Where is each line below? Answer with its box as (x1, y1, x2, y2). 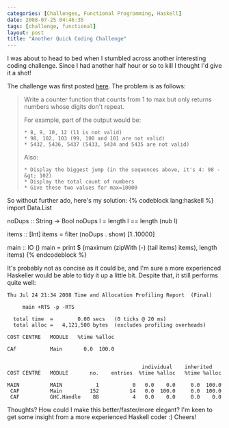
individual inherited (142, 364, 213, 370)
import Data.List (7, 203, 53, 212)
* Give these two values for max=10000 (23, 184, 138, 192)
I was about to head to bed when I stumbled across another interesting (7, 54, 206, 62)
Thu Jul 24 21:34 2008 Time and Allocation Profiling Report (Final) (7, 292, 213, 299)
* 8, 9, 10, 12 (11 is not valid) (23, 129, 122, 136)
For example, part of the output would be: (23, 116, 142, 124)
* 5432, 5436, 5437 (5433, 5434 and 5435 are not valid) (23, 141, 190, 148)
